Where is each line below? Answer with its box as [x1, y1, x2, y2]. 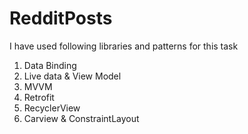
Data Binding [23, 59, 77, 71]
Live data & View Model [23, 70, 122, 82]
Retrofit [23, 91, 55, 103]
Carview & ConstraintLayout [23, 112, 140, 124]
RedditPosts [9, 7, 113, 30]
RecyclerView [23, 102, 81, 114]
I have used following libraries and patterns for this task [9, 40, 239, 52]
